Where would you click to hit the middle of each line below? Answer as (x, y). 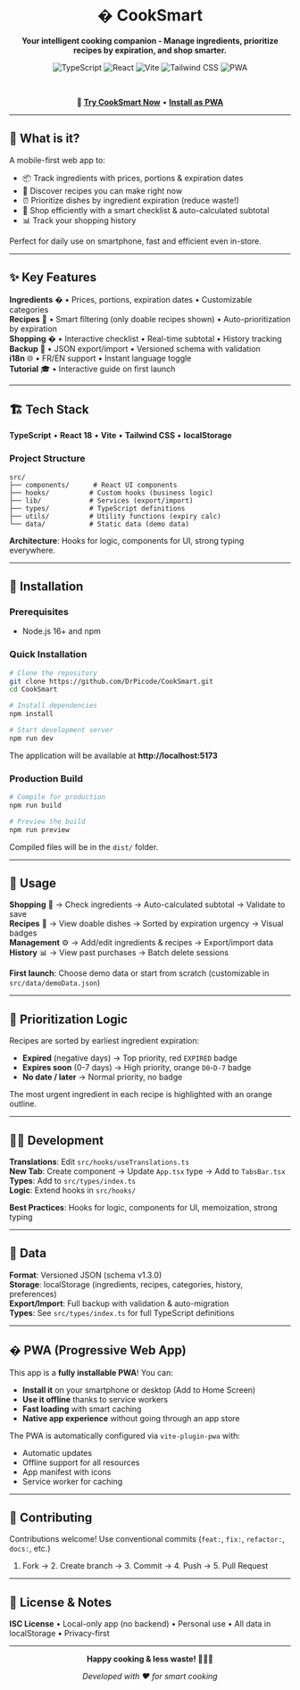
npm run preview (39, 829)
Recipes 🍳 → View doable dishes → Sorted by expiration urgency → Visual (146, 924)
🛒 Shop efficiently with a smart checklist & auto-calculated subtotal (146, 210)
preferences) (33, 1294)
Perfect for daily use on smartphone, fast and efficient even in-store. (135, 241)
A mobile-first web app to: (57, 160)
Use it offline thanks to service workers (95, 1399)
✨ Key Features (53, 277)
